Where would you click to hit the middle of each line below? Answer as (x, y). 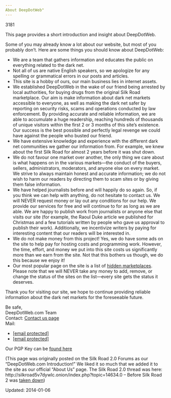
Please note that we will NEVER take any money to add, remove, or (82, 271)
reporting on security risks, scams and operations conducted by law (84, 108)
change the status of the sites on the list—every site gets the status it (85, 277)
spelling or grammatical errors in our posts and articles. (71, 76)
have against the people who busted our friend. (62, 135)
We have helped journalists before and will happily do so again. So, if (85, 190)
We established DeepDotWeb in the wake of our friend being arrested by (89, 87)
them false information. (37, 184)
